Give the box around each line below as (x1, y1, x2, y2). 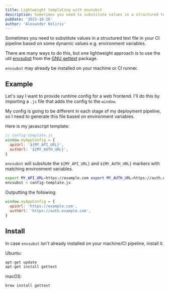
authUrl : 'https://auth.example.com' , (10, 208, 92, 213)
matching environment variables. (5, 166, 73, 172)
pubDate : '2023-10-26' (5, 17, 53, 22)
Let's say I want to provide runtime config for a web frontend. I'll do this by (5, 93, 160, 99)
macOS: (5, 273, 22, 279)
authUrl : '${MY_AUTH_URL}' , (10, 146, 69, 152)
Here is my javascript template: (5, 123, 69, 129)
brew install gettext (5, 283, 51, 288)
